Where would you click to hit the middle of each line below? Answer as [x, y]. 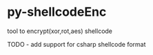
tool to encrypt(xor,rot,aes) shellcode [60, 31]
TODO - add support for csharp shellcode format [76, 44]
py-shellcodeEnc [57, 12]
